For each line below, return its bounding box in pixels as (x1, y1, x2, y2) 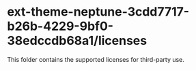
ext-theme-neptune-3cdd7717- (7, 4, 190, 20)
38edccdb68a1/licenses (7, 33, 148, 48)
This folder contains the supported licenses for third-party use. (7, 55, 184, 63)
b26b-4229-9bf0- (7, 18, 114, 34)
